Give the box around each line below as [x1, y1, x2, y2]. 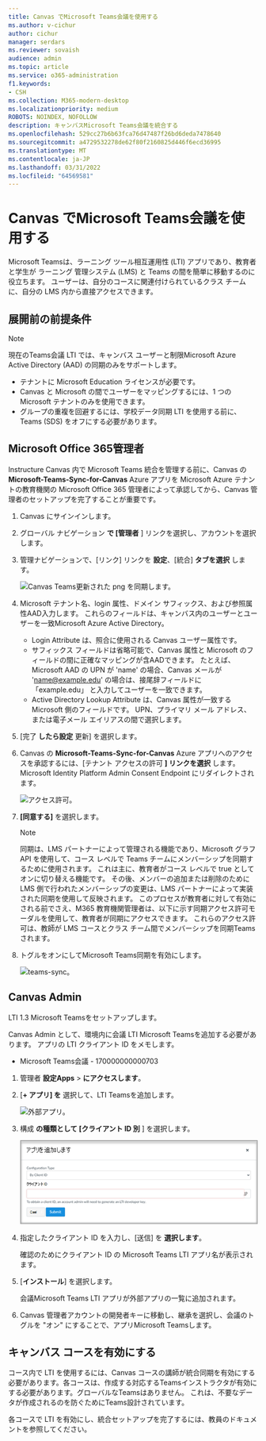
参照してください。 [28, 1424, 92, 1434]
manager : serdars [8, 38, 66, 46]
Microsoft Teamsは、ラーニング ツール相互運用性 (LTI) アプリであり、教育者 [8, 257, 256, 267]
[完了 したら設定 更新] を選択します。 [19, 731, 142, 741]
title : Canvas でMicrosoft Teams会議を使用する [8, 13, 158, 21]
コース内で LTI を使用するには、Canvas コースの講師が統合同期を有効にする [8, 1368, 256, 1378]
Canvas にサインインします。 [19, 511, 116, 521]
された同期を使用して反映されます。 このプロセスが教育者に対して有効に [19, 893, 257, 903]
